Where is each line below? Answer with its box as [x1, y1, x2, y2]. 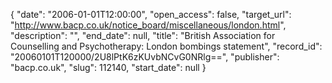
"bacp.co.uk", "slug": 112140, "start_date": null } [10, 62, 207, 73]
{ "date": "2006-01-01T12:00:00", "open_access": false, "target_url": [10, 9, 292, 20]
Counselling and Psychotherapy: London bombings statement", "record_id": [10, 40, 323, 52]
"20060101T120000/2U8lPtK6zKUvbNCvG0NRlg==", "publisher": [10, 51, 280, 63]
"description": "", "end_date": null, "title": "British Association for [10, 30, 276, 41]
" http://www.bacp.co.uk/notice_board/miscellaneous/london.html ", [10, 19, 287, 31]
